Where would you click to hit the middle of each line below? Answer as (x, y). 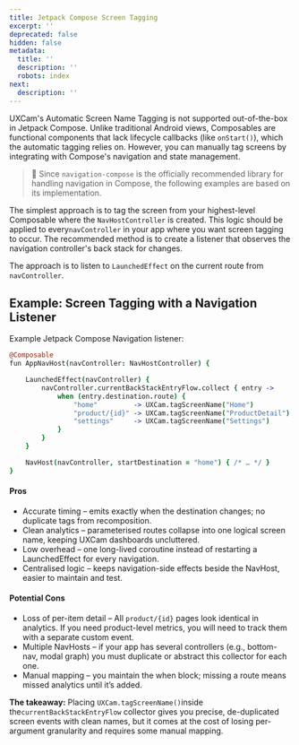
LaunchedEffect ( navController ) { (88, 380)
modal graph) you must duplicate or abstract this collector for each (163, 656)
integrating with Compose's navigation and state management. (125, 156)
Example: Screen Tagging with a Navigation (133, 303)
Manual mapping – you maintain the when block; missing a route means (154, 676)
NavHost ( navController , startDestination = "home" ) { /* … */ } (148, 463)
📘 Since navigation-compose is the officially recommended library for (157, 173)
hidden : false (36, 43)
